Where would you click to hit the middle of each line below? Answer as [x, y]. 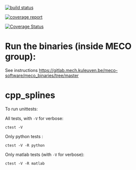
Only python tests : [24, 136]
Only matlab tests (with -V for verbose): [45, 154]
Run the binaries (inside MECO [68, 46]
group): [21, 57]
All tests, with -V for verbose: [34, 118]
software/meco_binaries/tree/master [42, 75]
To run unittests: [22, 109]
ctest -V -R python [25, 145]
